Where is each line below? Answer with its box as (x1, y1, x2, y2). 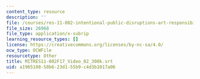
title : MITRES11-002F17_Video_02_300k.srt (6, 58, 113, 64)
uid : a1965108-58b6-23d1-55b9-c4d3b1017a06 (6, 64, 116, 70)
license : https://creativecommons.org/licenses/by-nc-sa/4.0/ (6, 42, 164, 48)
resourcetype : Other (6, 53, 58, 59)
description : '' (6, 14, 46, 20)
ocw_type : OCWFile (6, 48, 52, 53)
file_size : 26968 (6, 25, 49, 31)
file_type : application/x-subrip (6, 31, 89, 37)
